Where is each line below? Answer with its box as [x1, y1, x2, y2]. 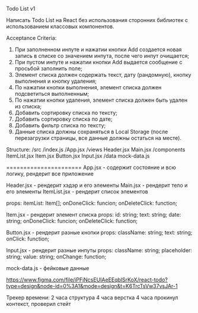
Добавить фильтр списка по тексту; [14, 122, 106, 129]
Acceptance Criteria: [6, 35, 57, 41]
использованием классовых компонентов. [6, 23, 114, 30]
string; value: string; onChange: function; [6, 253, 107, 260]
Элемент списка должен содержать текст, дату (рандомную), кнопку [14, 71, 191, 78]
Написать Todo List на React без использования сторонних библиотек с [6, 17, 189, 23]
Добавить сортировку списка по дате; [14, 115, 113, 123]
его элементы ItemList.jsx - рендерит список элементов [6, 188, 148, 195]
